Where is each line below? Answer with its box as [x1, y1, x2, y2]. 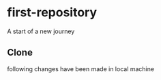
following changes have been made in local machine [7, 64, 155, 73]
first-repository [7, 5, 98, 20]
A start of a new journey [7, 27, 75, 35]
